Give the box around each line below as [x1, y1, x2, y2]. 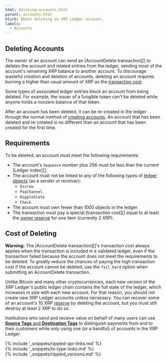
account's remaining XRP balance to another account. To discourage [5, 68, 147, 74]
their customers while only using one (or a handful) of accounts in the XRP [5, 325, 158, 332]
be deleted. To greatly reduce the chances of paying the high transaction [5, 258, 156, 264]
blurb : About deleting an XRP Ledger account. [5, 16, 104, 21]
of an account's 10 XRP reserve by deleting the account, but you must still [5, 300, 157, 306]
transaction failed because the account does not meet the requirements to [5, 253, 158, 259]
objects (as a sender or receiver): [12, 178, 81, 183]
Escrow [19, 184, 34, 189]
